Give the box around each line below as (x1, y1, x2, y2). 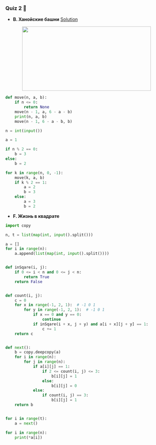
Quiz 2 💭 (5, 5, 27, 12)
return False (14, 279, 43, 284)
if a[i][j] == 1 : (32, 364, 71, 369)
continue (42, 317, 61, 322)
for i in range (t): (5, 416, 47, 421)
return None (24, 105, 50, 110)
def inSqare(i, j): (5, 265, 47, 270)
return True (24, 274, 50, 280)
